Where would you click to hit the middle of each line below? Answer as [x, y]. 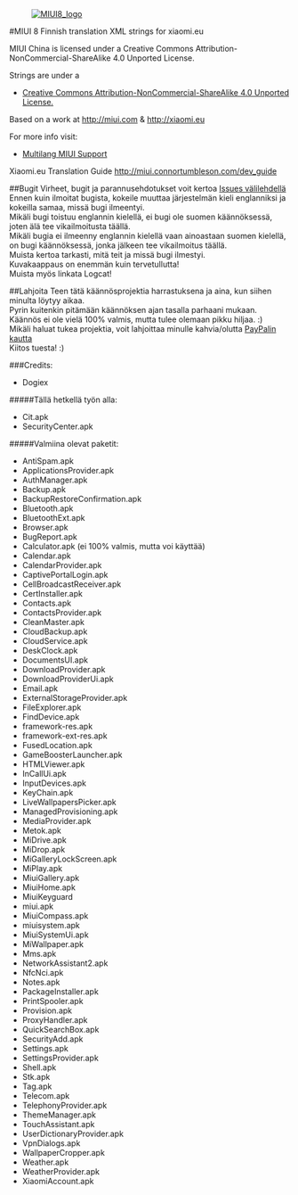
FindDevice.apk [51, 717]
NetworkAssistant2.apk [65, 963]
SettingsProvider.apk [60, 1058]
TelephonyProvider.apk [64, 1105]
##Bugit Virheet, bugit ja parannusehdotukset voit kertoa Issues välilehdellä [148, 188]
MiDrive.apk [44, 840]
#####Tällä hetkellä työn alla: [63, 400]
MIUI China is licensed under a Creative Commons [101, 49]
